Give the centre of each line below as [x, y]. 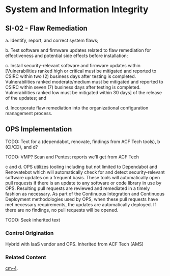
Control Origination [30, 233]
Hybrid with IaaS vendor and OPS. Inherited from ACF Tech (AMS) [75, 244]
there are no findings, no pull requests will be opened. [62, 210]
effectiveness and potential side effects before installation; [67, 56]
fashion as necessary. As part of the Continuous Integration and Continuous [85, 194]
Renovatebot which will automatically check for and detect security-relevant [85, 172]
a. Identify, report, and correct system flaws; [52, 40]
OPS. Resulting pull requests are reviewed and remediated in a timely [78, 188]
